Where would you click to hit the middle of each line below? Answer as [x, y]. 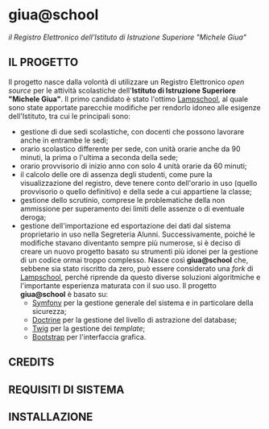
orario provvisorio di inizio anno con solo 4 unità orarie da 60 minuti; [133, 166]
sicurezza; [49, 311]
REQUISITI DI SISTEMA [66, 389]
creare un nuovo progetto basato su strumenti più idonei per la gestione [139, 251]
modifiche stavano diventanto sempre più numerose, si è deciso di [130, 242]
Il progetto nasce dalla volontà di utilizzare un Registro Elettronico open [126, 81]
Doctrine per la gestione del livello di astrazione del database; [134, 320]
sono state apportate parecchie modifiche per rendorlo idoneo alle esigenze [134, 107]
